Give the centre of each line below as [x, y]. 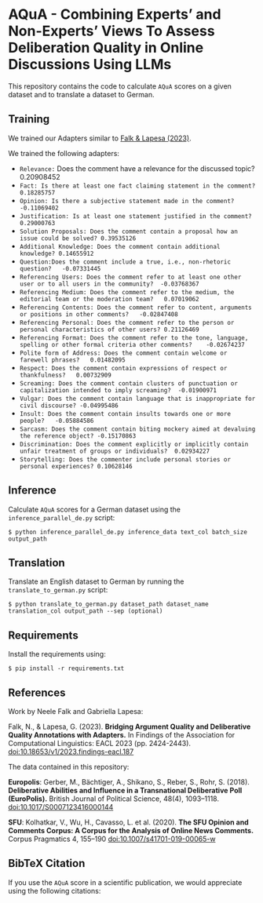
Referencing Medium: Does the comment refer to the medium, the [127, 292]
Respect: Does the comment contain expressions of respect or [123, 368]
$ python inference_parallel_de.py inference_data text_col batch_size [128, 532]
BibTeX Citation [47, 863]
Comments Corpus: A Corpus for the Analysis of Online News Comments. [131, 830]
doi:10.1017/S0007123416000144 [61, 807]
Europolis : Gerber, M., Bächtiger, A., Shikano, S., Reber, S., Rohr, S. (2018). [129, 782]
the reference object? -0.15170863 [78, 436]
